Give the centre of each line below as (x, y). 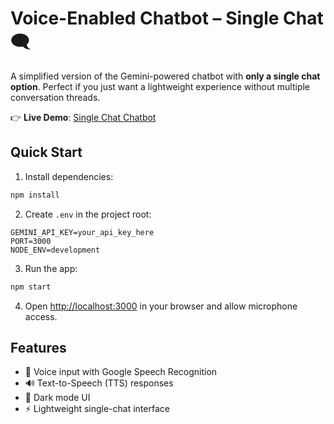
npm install (35, 195)
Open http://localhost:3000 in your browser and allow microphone (161, 306)
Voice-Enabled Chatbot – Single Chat (167, 18)
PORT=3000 (31, 241)
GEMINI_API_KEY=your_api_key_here (82, 232)
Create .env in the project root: (88, 214)
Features (38, 347)
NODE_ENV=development (55, 250)
